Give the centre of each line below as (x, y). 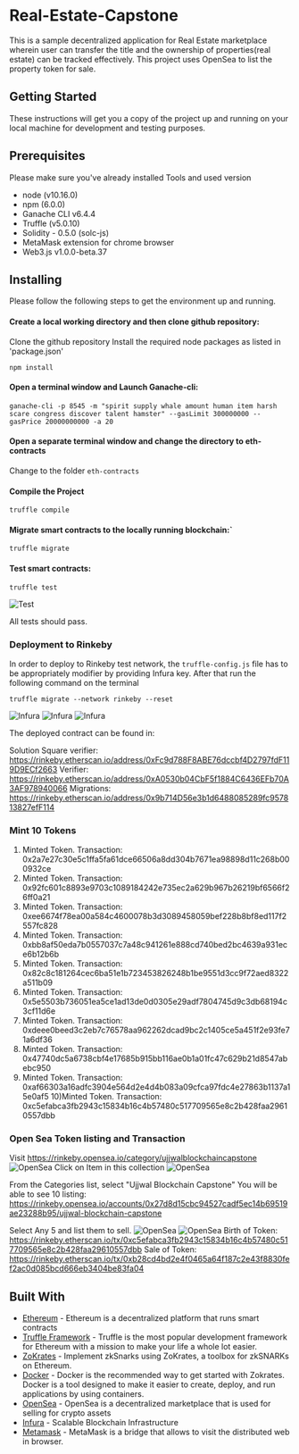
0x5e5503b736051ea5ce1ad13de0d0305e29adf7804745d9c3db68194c (155, 1002)
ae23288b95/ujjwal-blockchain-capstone (86, 1213)
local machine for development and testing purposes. (108, 128)
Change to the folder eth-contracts (75, 471)
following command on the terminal (75, 682)
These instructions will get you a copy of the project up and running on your (149, 118)
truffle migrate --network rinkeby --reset (91, 699)
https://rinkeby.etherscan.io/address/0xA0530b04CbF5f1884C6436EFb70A (149, 779)
